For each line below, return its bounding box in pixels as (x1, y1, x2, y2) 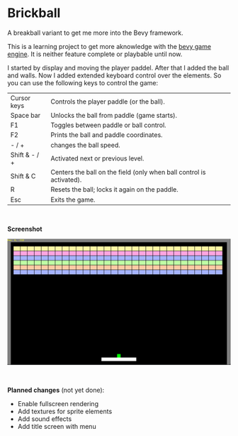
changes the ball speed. (50, 141, 120, 149)
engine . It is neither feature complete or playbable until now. (7, 50, 183, 58)
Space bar (10, 111, 41, 119)
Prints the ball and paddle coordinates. (50, 131, 163, 139)
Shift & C (10, 172, 36, 180)
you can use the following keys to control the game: (7, 78, 158, 87)
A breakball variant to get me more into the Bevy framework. (7, 28, 184, 37)
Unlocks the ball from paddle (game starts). (50, 111, 178, 119)
